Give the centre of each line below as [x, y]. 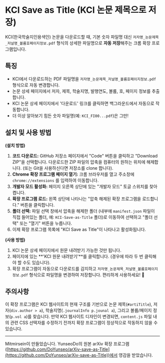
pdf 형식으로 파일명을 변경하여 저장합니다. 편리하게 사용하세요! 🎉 [83, 275]
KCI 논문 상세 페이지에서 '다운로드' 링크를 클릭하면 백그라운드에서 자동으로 [83, 103]
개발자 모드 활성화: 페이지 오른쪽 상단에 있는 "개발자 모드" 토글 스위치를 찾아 [85, 186]
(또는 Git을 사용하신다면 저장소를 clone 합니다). [68, 168]
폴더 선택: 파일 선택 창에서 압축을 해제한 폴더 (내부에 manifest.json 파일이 [83, 211]
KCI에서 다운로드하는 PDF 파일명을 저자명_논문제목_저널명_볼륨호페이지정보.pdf [84, 78]
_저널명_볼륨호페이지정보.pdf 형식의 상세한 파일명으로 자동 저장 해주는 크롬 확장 [78, 43]
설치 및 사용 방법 [28, 133]
